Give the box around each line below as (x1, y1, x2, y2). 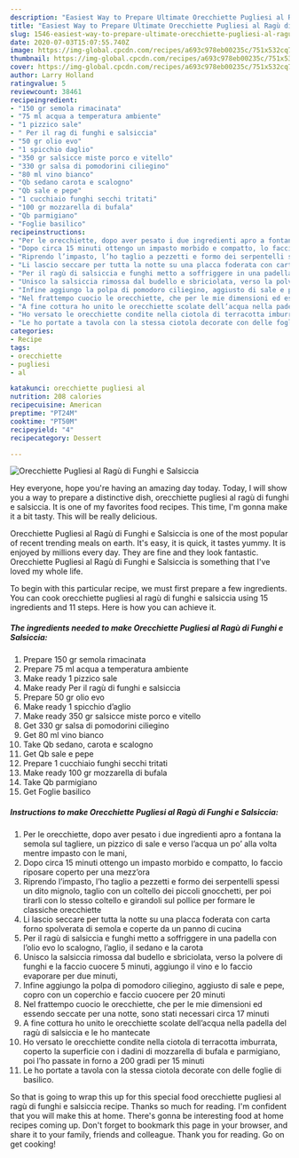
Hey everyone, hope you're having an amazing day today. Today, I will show (10, 483, 287, 494)
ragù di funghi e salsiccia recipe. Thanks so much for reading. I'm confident (10, 1101, 287, 1112)
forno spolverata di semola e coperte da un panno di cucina (22, 924, 242, 934)
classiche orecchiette (22, 905, 102, 916)
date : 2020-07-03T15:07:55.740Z (10, 37, 130, 47)
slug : (10, 29, 30, 38)
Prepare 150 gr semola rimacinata (22, 654, 146, 665)
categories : (10, 327, 54, 336)
